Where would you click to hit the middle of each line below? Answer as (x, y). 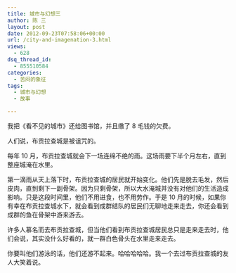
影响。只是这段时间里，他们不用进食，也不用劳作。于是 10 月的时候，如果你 (117, 197)
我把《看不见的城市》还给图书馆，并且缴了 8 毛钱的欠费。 (91, 126)
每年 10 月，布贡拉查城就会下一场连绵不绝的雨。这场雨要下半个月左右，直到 (117, 156)
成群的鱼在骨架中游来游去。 (47, 215)
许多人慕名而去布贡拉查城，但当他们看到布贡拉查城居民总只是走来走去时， (115, 230)
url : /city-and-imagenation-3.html (59, 40)
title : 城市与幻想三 (34, 14)
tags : (15, 86)
